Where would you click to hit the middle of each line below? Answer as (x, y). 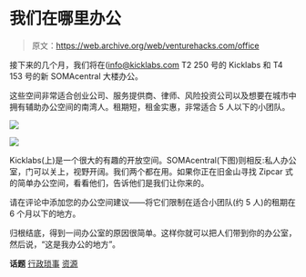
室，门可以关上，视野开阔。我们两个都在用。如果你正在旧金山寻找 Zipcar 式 (151, 171)
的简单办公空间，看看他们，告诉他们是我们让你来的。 (109, 183)
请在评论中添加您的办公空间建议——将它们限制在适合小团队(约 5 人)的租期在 (153, 202)
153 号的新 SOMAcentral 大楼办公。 (76, 76)
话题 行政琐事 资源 (44, 263)
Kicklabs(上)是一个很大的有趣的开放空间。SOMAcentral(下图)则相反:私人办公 (153, 160)
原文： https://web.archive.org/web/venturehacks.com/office (145, 45)
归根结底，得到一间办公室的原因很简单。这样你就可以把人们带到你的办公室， (153, 232)
